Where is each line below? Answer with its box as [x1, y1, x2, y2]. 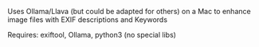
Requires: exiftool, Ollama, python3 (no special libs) [7, 31, 177, 39]
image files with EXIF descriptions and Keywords [7, 15, 168, 24]
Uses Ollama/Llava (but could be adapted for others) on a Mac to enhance [7, 7, 252, 16]
